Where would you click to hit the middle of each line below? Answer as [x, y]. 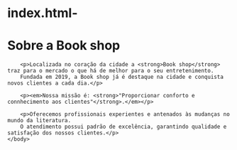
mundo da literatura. [39, 121]
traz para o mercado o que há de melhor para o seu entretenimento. [111, 71]
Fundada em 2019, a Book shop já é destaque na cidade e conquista [122, 77]
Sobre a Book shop [64, 46]
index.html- [43, 13]
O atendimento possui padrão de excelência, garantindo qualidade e [123, 127]
